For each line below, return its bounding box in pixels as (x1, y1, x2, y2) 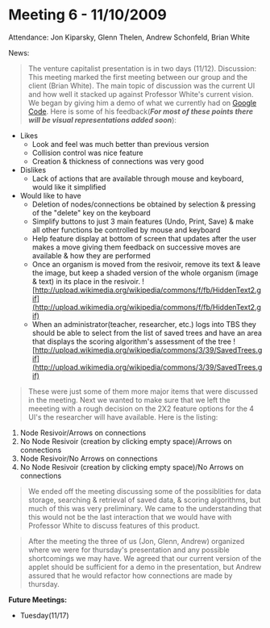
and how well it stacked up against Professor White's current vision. (27, 89, 254, 98)
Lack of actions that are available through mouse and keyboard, (31, 174, 244, 183)
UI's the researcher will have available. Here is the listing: (27, 412, 218, 421)
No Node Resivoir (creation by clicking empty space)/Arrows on (19, 436, 232, 446)
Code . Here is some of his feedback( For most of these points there (27, 107, 254, 116)
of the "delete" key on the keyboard (31, 207, 151, 217)
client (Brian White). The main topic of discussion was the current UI (27, 81, 255, 90)
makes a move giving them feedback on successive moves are (31, 242, 241, 252)
